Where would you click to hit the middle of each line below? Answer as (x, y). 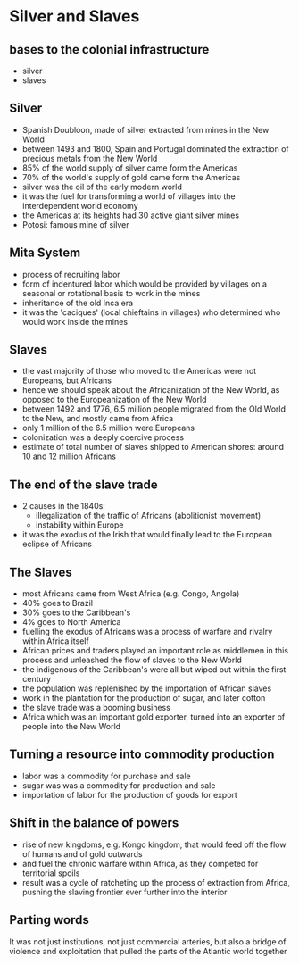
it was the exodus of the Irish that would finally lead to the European (147, 535)
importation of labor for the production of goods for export (130, 794)
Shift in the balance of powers (94, 823)
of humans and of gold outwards (82, 853)
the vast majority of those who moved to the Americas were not (139, 371)
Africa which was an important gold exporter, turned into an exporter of (154, 717)
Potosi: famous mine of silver (75, 224)
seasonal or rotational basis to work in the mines (111, 293)
